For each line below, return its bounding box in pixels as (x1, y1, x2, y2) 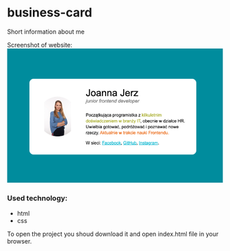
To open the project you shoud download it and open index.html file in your (7, 230, 219, 238)
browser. (7, 237, 32, 245)
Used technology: (7, 193, 68, 203)
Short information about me (7, 27, 85, 36)
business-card (7, 5, 92, 21)
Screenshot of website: (7, 40, 73, 49)
